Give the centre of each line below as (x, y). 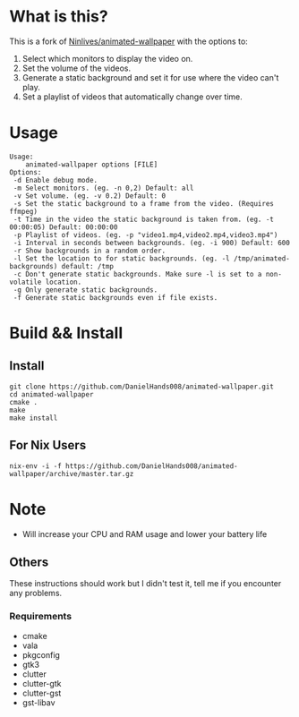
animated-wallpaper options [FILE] (92, 164)
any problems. (36, 593)
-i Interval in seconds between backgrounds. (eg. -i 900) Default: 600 (152, 243)
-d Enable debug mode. (56, 180)
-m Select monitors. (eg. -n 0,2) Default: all (103, 188)
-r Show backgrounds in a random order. (90, 251)
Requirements (41, 617)
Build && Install (66, 333)
